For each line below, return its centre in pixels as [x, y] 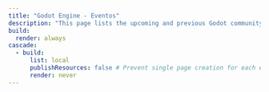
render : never [53, 75]
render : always [41, 38]
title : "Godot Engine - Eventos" [64, 16]
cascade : [23, 46]
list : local [49, 61]
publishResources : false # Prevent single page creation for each [143, 68]
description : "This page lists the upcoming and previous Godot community [136, 23]
